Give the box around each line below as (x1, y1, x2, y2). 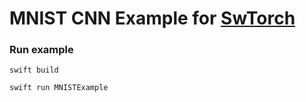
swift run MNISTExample (9, 83, 109, 93)
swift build (9, 65, 59, 76)
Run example (9, 43, 74, 57)
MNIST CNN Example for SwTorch (9, 7, 296, 30)
